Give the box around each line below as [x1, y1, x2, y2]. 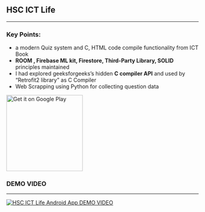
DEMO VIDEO [6, 180, 47, 188]
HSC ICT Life [6, 5, 56, 15]
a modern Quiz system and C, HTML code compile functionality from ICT [15, 44, 199, 51]
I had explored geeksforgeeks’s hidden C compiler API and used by [15, 70, 185, 77]
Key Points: [6, 30, 41, 38]
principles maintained [15, 63, 70, 71]
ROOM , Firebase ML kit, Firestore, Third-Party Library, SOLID [15, 57, 174, 65]
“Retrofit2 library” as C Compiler [15, 76, 96, 84]
